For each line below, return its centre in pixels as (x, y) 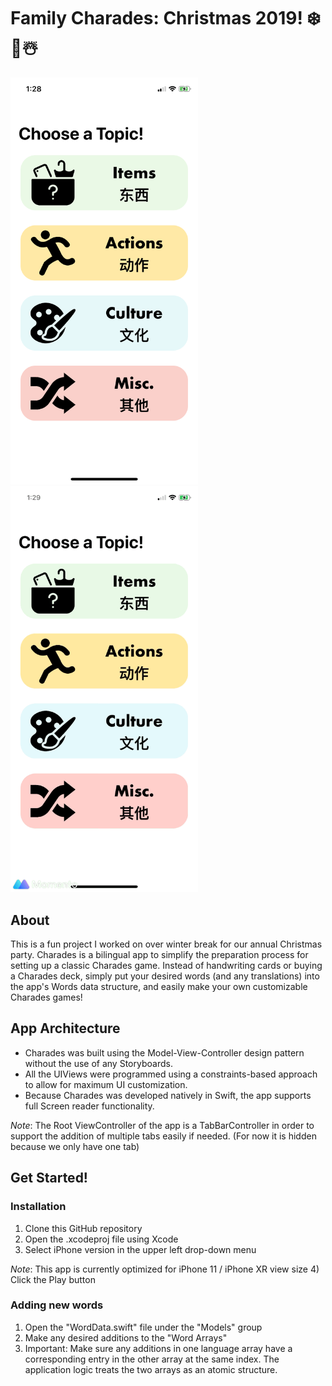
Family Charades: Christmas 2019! (156, 18)
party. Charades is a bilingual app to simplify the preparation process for (159, 955)
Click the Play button (53, 1279)
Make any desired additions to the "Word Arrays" (126, 1337)
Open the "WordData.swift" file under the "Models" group (143, 1327)
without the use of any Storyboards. (98, 1063)
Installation (38, 1207)
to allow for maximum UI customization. (106, 1084)
